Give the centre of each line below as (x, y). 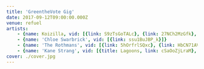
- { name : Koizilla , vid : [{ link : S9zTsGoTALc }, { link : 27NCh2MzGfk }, (107, 34)
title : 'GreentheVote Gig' (40, 12)
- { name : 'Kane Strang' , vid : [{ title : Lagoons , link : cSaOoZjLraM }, (107, 51)
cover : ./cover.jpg (31, 56)
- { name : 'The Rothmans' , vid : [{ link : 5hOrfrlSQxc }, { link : (96, 46)
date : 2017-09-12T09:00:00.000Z (47, 17)
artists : (17, 28)
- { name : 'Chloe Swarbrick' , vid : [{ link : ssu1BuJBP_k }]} (92, 40)
